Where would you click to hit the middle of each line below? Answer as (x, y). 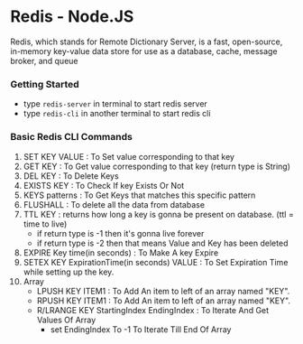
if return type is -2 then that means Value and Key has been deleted (162, 243)
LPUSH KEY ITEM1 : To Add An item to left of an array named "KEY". (163, 291)
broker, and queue (44, 60)
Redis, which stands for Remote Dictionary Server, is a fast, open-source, (147, 42)
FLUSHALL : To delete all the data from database (114, 204)
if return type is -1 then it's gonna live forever (120, 233)
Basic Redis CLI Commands (72, 137)
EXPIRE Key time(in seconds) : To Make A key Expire (121, 252)
